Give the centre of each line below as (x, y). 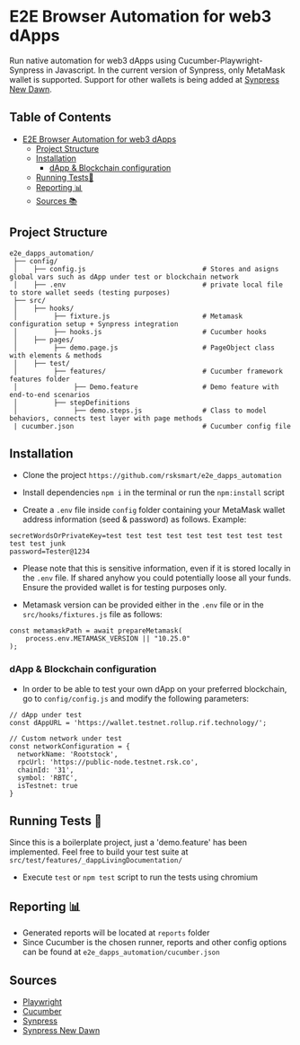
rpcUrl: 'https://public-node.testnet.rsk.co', (108, 762)
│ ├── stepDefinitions (71, 403)
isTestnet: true (48, 785)
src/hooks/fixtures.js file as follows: (93, 615)
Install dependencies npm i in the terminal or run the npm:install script (153, 492)
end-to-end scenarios (50, 394)
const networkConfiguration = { (70, 746)
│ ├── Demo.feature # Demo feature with (146, 387)
